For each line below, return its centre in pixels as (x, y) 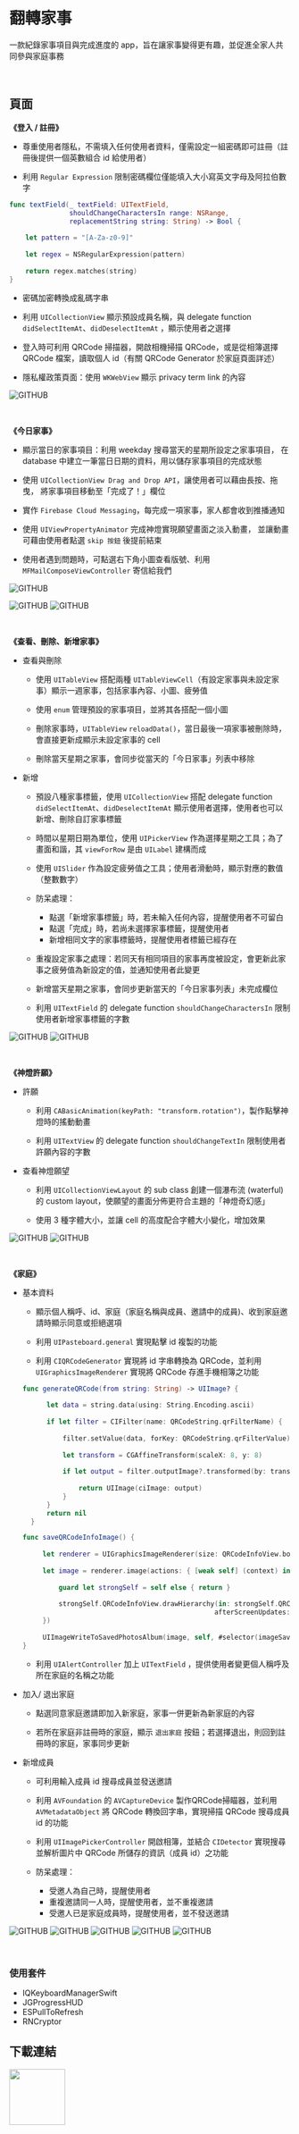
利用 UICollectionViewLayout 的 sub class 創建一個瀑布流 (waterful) (159, 1189)
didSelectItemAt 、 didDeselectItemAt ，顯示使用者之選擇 (126, 328)
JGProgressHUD (53, 2002)
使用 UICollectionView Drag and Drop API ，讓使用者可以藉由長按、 (146, 480)
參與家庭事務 (40, 55)
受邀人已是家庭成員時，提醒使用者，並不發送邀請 (139, 1912)
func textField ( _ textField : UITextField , (89, 205)
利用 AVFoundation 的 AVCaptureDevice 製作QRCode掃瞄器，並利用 (156, 1800)
